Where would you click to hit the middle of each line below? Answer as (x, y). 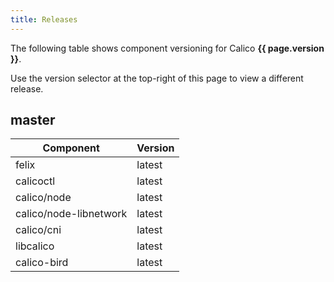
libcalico (35, 246)
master (33, 120)
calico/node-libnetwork (71, 214)
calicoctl (35, 181)
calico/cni (38, 230)
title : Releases (44, 19)
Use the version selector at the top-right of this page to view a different (157, 78)
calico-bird (42, 263)
